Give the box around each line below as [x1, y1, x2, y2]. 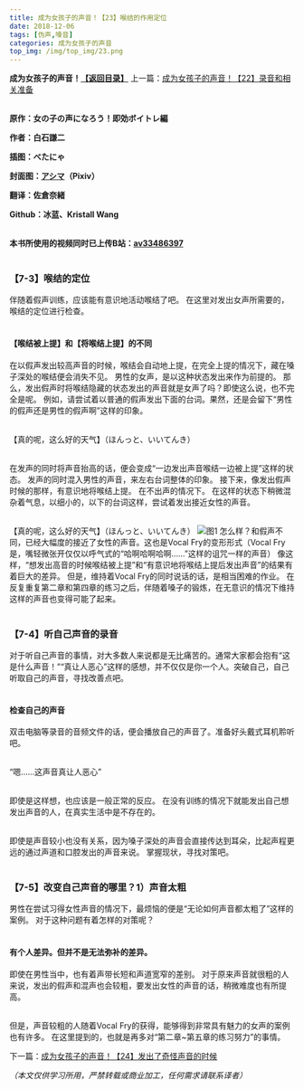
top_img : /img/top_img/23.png [9, 47, 124, 56]
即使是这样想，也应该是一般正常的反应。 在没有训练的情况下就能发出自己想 [9, 795, 290, 806]
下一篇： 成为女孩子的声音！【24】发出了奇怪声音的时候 [9, 1050, 218, 1061]
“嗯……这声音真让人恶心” [9, 766, 102, 778]
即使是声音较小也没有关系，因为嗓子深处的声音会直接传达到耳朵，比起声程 [9, 836, 287, 847]
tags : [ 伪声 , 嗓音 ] [9, 30, 74, 39]
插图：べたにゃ [9, 151, 65, 163]
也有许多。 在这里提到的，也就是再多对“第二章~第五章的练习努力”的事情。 [9, 1031, 286, 1042]
